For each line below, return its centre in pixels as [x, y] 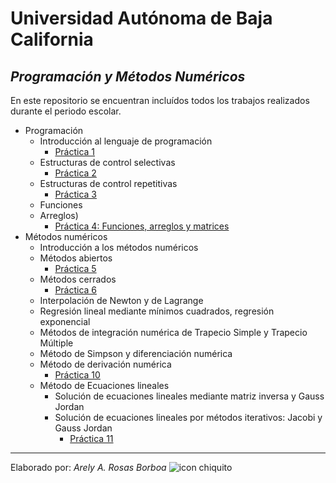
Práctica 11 [91, 438]
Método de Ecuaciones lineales [104, 385]
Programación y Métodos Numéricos [128, 76]
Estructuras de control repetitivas [108, 183]
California [52, 39]
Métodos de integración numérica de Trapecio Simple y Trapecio [173, 332]
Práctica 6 [76, 290]
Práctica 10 [77, 375]
